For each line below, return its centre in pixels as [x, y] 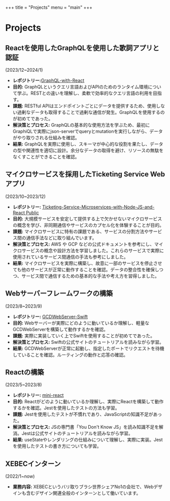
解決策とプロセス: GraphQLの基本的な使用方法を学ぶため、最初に [81, 125]
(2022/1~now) [20, 476]
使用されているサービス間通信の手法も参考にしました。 [70, 257]
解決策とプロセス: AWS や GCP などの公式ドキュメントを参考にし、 [83, 244]
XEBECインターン [33, 464]
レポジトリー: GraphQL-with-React [48, 80]
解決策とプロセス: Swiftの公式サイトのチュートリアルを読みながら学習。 [88, 342]
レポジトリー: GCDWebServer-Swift [50, 316]
